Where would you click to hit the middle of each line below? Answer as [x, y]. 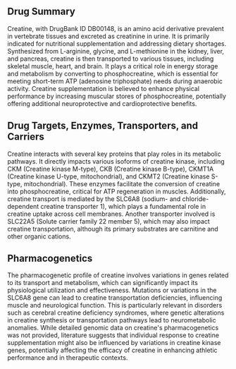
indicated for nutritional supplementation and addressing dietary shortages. [117, 43]
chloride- [195, 199]
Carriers [26, 137]
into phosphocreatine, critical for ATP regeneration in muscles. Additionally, [117, 191]
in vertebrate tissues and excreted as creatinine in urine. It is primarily [108, 36]
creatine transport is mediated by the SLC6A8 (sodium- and [94, 199]
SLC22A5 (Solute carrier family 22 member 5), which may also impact [108, 221]
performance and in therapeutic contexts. [68, 358]
